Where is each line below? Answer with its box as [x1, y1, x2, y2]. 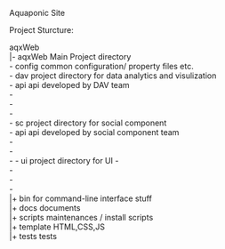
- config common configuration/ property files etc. [9, 61, 194, 71]
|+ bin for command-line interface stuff [9, 193, 153, 204]
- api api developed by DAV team [9, 80, 131, 90]
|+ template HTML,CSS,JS [9, 221, 105, 232]
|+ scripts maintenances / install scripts [9, 213, 154, 222]
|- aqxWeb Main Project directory [9, 52, 132, 61]
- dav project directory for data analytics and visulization [9, 70, 217, 81]
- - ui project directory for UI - [9, 156, 119, 165]
